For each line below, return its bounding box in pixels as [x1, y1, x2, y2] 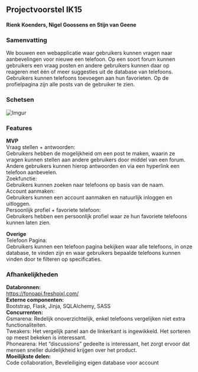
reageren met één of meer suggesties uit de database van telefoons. [6, 68, 173, 76]
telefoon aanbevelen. [6, 169, 57, 176]
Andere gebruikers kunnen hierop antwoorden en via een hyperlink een [6, 162, 180, 169]
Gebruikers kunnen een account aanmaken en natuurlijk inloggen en [6, 193, 173, 200]
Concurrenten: [6, 309, 43, 316]
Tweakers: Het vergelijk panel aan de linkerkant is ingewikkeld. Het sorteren [6, 328, 191, 335]
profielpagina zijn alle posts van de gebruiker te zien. [6, 81, 135, 88]
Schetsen [6, 96, 34, 104]
